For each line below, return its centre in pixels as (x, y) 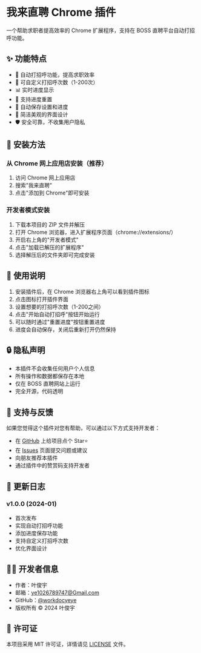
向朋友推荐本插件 (36, 458)
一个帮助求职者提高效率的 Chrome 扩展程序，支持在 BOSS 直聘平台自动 (95, 30)
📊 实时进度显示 (35, 90)
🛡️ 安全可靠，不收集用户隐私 (50, 122)
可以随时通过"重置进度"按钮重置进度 (60, 322)
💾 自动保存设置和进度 (41, 107)
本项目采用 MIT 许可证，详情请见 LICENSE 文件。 (68, 644)
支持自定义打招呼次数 (41, 540)
